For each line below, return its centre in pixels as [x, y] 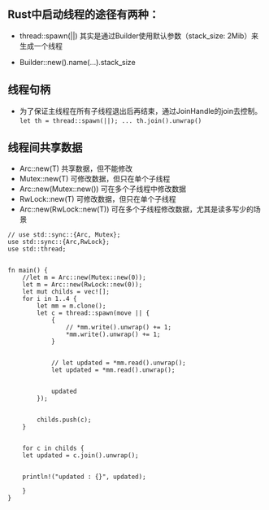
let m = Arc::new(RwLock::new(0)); [82, 285]
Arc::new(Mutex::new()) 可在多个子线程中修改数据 [103, 189]
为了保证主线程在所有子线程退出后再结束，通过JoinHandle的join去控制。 [140, 111]
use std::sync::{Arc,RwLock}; [59, 242]
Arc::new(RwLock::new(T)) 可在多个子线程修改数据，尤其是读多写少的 [136, 209]
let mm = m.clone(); [72, 306]
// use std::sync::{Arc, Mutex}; [64, 235]
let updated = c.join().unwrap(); [80, 456]
